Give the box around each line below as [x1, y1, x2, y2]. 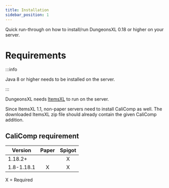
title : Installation [5, 7, 50, 13]
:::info [5, 66, 17, 73]
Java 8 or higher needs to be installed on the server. [5, 76, 115, 82]
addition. [5, 117, 24, 123]
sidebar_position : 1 [5, 12, 50, 17]
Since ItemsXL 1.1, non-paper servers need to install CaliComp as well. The [5, 106, 162, 112]
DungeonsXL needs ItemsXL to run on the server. [5, 96, 109, 102]
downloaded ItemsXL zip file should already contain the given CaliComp [5, 111, 157, 118]
